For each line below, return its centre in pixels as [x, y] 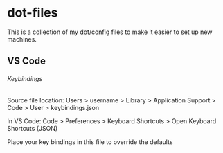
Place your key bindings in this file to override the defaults [90, 142]
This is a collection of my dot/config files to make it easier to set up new [110, 32]
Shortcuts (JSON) [33, 128]
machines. [22, 39]
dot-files [33, 13]
